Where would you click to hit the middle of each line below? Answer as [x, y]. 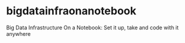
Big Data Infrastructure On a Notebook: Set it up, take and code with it [92, 27]
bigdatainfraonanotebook [71, 11]
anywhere [19, 33]
